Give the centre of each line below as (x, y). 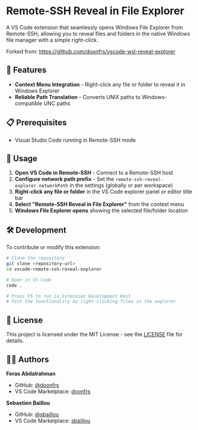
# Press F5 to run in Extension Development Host (69, 296)
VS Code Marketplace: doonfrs (52, 391)
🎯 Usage (22, 158)
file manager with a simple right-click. (52, 40)
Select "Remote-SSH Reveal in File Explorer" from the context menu (99, 204)
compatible (28, 103)
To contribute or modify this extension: (53, 247)
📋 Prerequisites (36, 123)
